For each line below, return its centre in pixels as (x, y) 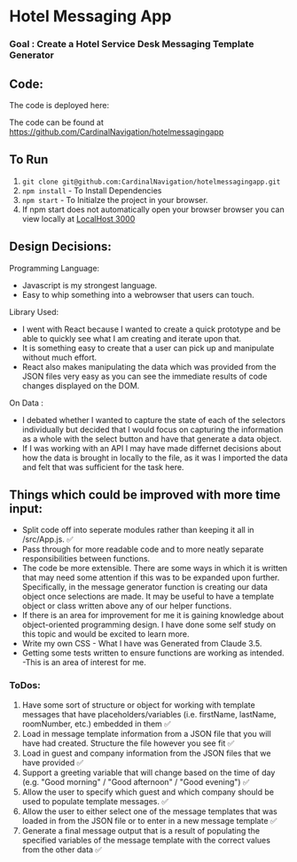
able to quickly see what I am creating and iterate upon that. (132, 338)
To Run (29, 160)
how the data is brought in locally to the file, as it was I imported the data (155, 458)
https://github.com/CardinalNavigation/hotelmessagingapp (117, 131)
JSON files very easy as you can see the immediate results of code (145, 376)
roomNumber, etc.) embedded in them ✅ (96, 724)
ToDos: (25, 686)
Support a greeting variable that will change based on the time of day (148, 772)
